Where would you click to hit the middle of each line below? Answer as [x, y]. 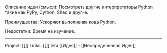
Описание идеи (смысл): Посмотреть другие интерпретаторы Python [79, 7]
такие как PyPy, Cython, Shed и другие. [47, 12]
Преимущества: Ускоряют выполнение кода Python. [61, 22]
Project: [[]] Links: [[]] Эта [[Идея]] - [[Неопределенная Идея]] [70, 45]
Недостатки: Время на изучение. [40, 31]
